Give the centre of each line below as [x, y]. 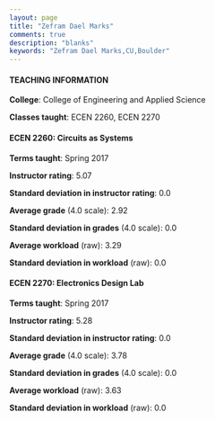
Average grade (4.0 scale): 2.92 [69, 210]
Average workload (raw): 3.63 [65, 390]
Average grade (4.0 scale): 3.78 [69, 355]
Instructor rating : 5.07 [51, 175]
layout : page [34, 18]
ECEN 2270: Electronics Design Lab [77, 283]
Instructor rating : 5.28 [51, 320]
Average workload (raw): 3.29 [66, 245]
